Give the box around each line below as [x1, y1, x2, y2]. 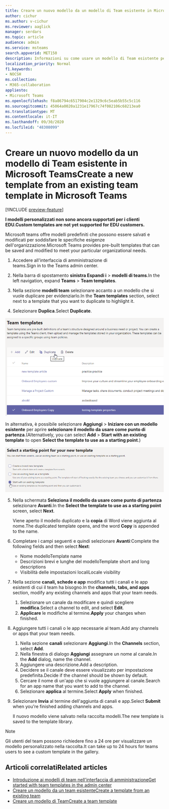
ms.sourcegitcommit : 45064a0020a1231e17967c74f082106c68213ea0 [5, 104, 141, 109]
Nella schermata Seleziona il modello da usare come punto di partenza [12, 497, 162, 503]
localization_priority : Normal [5, 61, 71, 66]
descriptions [20, 563, 46, 570]
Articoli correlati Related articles [5, 763, 108, 772]
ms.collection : [5, 77, 37, 83]
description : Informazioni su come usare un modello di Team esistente [5, 56, 158, 61]
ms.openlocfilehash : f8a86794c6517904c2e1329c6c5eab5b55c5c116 [5, 98, 141, 103]
